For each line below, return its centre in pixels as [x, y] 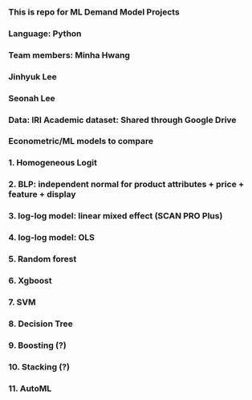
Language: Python [45, 33]
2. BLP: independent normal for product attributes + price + [126, 185]
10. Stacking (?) [39, 366]
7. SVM [22, 302]
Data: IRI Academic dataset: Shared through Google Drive [122, 120]
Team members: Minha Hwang [69, 55]
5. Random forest [43, 259]
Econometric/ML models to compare [81, 141]
